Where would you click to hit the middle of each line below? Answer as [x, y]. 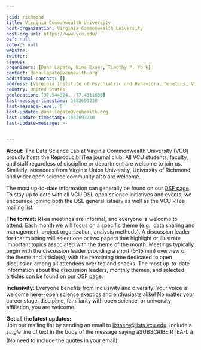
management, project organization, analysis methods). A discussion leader [98, 232]
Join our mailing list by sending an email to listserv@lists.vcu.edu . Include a [99, 325]
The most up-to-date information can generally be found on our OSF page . [98, 188]
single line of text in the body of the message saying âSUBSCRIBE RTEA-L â [100, 332]
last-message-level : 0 [34, 106]
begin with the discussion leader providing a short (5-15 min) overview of [96, 251]
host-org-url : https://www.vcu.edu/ [52, 34]
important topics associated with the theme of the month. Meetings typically [100, 244]
